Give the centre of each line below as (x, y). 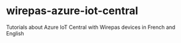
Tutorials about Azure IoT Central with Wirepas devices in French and (91, 27)
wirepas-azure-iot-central (72, 11)
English (15, 33)
